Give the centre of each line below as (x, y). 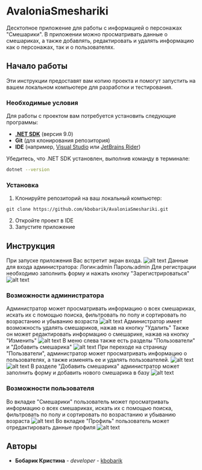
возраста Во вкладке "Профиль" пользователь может (88, 420)
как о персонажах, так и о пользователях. (61, 47)
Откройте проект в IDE (44, 221)
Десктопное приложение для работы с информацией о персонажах (94, 28)
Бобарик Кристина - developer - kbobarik (68, 461)
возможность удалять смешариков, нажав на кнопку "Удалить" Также (98, 328)
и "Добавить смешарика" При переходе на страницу (87, 347)
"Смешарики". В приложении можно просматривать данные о (87, 34)
